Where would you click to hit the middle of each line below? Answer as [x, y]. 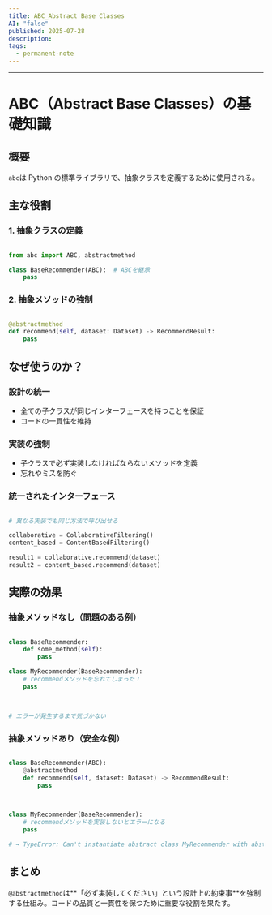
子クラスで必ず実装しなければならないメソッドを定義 [109, 463]
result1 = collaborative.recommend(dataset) [85, 558]
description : [30, 39]
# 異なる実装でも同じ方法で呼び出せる [64, 521]
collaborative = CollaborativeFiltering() [81, 535]
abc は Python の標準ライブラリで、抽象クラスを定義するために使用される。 [134, 178]
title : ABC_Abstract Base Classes [67, 16]
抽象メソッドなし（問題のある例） [75, 617]
